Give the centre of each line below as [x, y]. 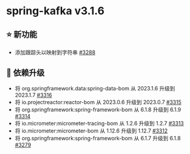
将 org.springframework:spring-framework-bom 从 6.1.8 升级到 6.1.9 [98, 109]
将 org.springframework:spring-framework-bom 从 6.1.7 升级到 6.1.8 [98, 138]
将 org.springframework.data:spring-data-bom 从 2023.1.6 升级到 [95, 88]
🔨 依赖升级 [25, 73]
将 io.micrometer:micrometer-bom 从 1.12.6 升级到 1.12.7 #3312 [91, 131]
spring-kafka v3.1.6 [55, 11]
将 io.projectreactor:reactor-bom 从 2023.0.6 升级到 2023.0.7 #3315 [98, 102]
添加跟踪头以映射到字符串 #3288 [55, 52]
